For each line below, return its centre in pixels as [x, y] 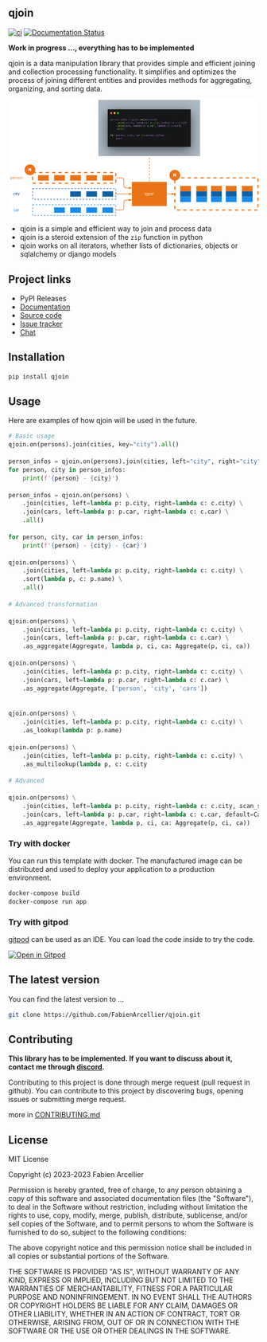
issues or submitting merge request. [68, 1100]
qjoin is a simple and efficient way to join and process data [116, 229]
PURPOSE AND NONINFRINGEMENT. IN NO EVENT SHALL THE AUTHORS [130, 1297]
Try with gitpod [39, 922]
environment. [30, 877]
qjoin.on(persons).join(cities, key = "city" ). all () [94, 445]
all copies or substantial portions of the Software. [89, 1256]
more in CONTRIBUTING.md [54, 1115]
